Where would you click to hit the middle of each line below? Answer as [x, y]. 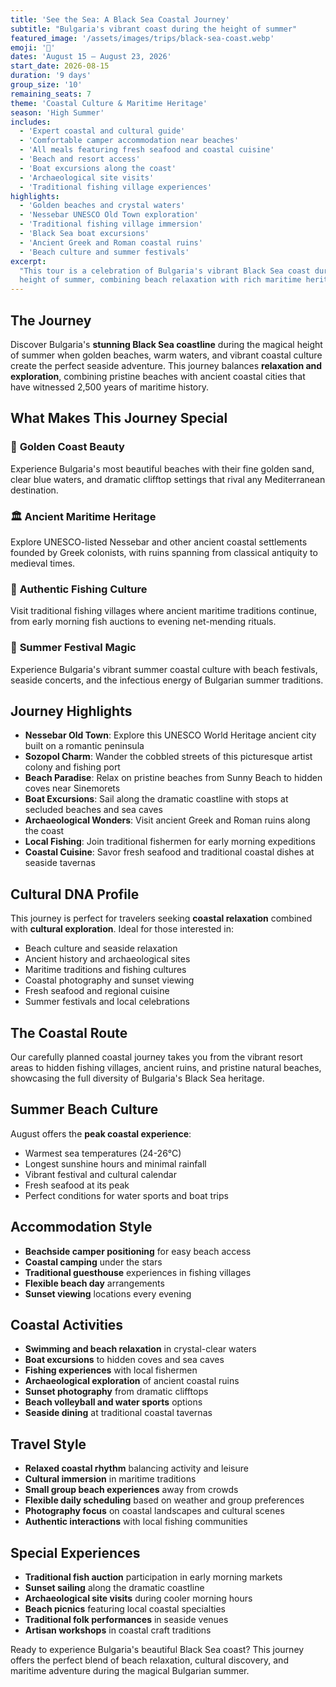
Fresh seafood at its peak [77, 1185]
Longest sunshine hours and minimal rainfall [115, 1163]
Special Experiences [75, 1552]
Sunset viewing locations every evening [108, 1293]
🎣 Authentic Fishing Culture [79, 589]
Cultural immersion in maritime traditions [110, 1479]
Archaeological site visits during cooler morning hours [138, 1598]
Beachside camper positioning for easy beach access [138, 1251]
